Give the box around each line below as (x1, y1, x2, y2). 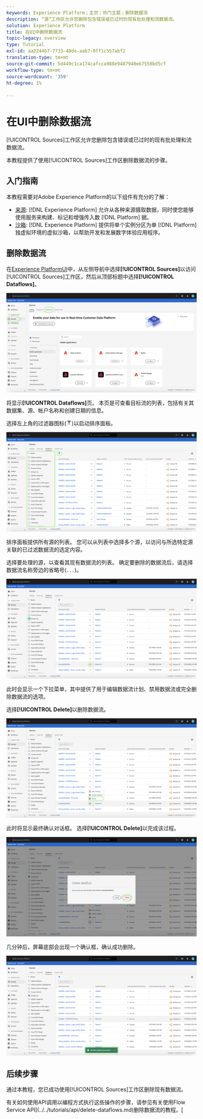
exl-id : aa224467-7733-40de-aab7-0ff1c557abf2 (6, 48, 126, 54)
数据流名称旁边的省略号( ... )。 (6, 566, 82, 574)
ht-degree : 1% (6, 80, 42, 86)
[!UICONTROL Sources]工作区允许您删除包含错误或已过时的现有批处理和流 (6, 136, 192, 143)
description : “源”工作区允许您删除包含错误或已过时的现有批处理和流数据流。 (6, 16, 178, 22)
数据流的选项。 (11, 693, 49, 700)
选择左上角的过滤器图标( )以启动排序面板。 (6, 420, 117, 426)
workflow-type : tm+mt (6, 67, 61, 73)
